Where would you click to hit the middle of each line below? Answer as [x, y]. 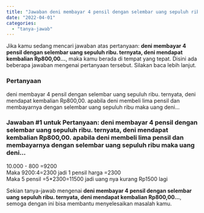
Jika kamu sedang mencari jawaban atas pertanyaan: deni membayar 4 [96, 46]
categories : [21, 23]
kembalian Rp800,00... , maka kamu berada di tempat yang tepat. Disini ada [102, 59]
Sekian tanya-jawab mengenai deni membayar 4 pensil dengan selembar [99, 191]
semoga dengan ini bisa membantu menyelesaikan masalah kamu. [89, 203]
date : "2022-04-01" [31, 18]
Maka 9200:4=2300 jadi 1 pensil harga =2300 [64, 172]
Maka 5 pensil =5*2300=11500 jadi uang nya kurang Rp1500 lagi [87, 179]
